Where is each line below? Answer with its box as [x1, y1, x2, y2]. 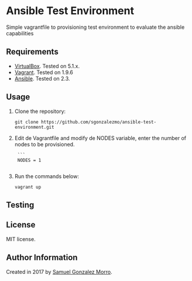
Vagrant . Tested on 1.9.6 [14, 69, 73, 76]
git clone [14, 119, 39, 125]
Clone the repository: [14, 108, 66, 115]
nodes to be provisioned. [14, 140, 75, 148]
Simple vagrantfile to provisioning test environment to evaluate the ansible [6, 24, 185, 31]
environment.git [14, 124, 54, 130]
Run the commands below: [14, 172, 79, 180]
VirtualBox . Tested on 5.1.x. [14, 62, 80, 69]
